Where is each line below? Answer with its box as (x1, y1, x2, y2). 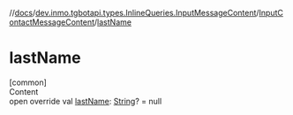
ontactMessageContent (9, 17, 95, 27)
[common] (9, 77, 47, 88)
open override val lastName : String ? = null (9, 96, 162, 106)
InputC (259, 8, 284, 18)
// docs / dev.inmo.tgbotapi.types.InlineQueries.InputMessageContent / (9, 8, 259, 18)
